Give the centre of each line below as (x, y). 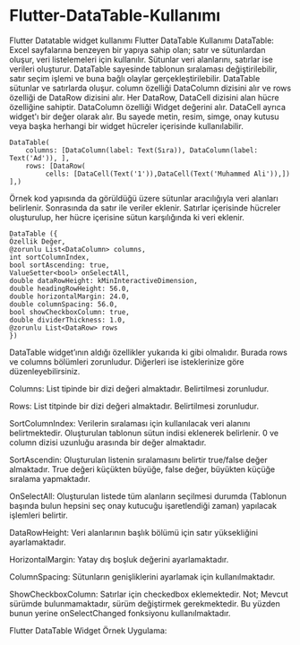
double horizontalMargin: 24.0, (69, 297)
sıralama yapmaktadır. (50, 478)
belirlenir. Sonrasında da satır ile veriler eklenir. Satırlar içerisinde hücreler (145, 208)
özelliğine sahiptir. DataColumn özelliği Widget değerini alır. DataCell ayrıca (148, 107)
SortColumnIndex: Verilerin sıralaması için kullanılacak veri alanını (130, 423)
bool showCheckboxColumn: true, (69, 312)
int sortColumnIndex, (50, 257)
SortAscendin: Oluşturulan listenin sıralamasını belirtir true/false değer (139, 460)
